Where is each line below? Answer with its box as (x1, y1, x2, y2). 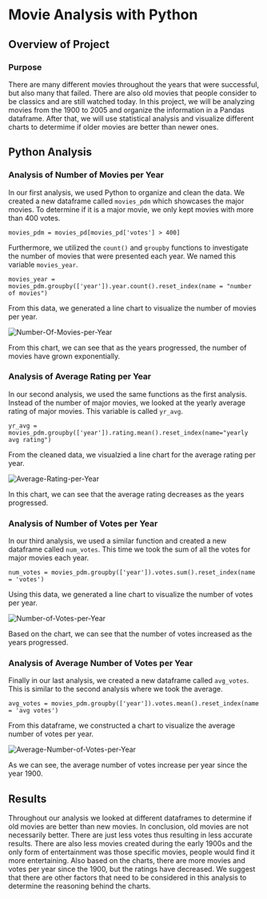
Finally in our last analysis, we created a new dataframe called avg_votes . (8, 676, 249, 685)
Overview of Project (8, 38, 110, 51)
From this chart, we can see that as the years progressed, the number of (8, 343, 247, 352)
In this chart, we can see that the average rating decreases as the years (8, 489, 245, 499)
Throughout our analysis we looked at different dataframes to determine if (8, 813, 253, 823)
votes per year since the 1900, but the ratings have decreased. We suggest (8, 865, 256, 874)
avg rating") (8, 435, 52, 443)
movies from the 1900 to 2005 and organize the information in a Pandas (8, 105, 245, 114)
